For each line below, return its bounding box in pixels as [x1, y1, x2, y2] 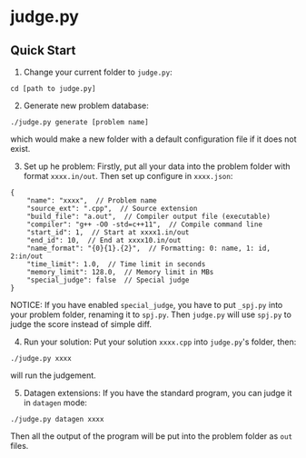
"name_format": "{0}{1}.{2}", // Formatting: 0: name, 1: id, [26, 244, 271, 253]
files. [10, 441, 29, 451]
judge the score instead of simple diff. [10, 319, 153, 329]
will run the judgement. [10, 370, 96, 381]
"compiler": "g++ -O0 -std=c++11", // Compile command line [26, 220, 262, 229]
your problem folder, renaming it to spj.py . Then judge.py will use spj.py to [10, 309, 291, 320]
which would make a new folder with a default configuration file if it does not [10, 134, 297, 144]
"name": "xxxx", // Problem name [26, 196, 157, 205]
